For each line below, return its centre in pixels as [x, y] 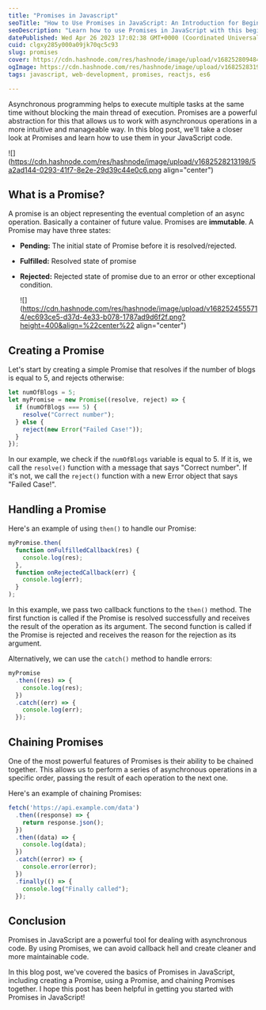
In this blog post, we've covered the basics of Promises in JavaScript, [122, 972]
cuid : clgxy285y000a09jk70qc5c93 [63, 45]
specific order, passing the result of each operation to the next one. [118, 778]
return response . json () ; [63, 822]
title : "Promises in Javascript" [63, 15]
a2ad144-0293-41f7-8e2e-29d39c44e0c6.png [85, 170]
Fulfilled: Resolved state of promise [78, 261]
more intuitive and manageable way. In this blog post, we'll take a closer [125, 129]
